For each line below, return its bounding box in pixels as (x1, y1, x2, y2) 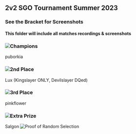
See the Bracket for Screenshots (5, 19, 84, 25)
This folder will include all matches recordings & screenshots (5, 30, 132, 36)
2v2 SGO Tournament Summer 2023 (5, 4, 118, 12)
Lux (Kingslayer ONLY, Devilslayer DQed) (5, 77, 88, 83)
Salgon (5, 124, 19, 130)
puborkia (5, 54, 23, 60)
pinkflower (5, 100, 27, 106)
